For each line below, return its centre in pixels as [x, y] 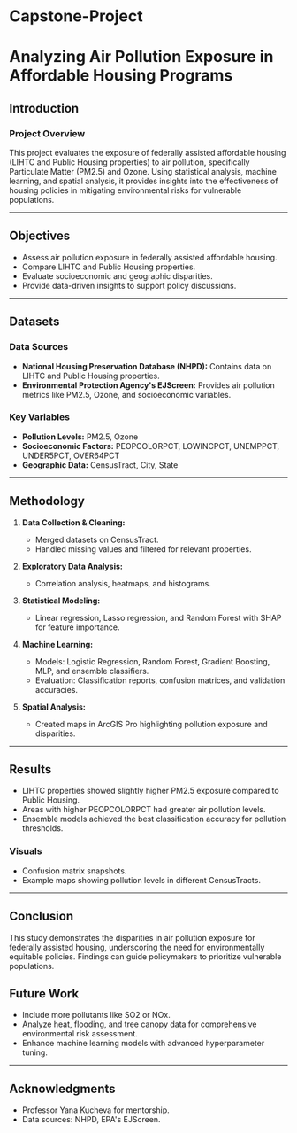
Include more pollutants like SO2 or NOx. [96, 1015]
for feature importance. [77, 627]
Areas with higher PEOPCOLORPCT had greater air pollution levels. [144, 810]
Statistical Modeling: [61, 601]
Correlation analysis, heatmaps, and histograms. [123, 583]
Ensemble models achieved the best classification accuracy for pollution [154, 819]
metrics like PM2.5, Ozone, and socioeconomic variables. [126, 394]
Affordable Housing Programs [121, 76]
